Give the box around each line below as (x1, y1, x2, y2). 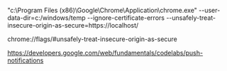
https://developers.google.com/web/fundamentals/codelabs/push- (7, 49, 204, 57)
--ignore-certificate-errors (87, 13, 165, 22)
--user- (198, 6, 221, 14)
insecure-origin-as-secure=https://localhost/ (7, 21, 139, 29)
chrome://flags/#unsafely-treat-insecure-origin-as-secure (7, 35, 177, 43)
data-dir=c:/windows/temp (7, 13, 87, 22)
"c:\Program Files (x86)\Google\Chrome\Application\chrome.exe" (7, 6, 197, 14)
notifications (7, 56, 44, 65)
